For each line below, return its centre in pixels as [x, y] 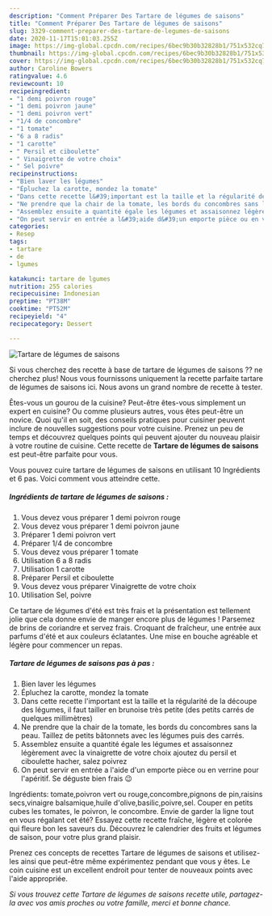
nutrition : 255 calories [51, 286]
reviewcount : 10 [36, 83]
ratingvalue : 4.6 [38, 76]
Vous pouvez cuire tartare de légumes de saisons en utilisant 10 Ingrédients [135, 469]
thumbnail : [27, 53]
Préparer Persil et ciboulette [67, 577]
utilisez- [247, 852]
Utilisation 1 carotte [53, 569]
